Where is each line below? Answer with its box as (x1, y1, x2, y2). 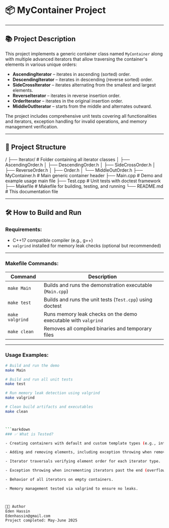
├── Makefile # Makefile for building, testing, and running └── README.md (5, 183, 163, 189)
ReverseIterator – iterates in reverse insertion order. (12, 92, 121, 99)
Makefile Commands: (5, 260, 59, 267)
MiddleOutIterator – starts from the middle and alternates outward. (12, 103, 152, 109)
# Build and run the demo (5, 363, 59, 368)
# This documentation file (5, 188, 58, 194)
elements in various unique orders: (5, 61, 77, 67)
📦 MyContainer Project (5, 5, 106, 16)
